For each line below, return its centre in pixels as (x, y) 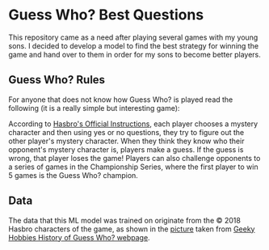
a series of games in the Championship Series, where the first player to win (133, 167)
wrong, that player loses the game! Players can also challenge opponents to (134, 158)
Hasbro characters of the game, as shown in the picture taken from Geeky (132, 229)
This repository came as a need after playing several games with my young (133, 37)
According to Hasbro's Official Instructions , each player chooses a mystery (133, 124)
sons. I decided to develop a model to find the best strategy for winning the (134, 45)
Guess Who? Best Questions (106, 15)
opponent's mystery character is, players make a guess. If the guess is (126, 149)
